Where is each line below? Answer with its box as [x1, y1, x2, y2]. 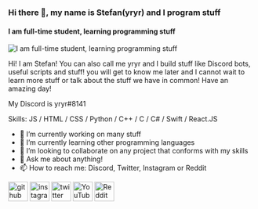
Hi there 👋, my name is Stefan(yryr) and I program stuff [8, 7, 221, 18]
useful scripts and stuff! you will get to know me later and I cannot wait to [8, 67, 245, 77]
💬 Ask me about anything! [19, 154, 104, 164]
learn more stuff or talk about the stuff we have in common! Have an [8, 76, 229, 85]
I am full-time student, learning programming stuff [8, 27, 176, 36]
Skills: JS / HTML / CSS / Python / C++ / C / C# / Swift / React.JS [8, 114, 218, 124]
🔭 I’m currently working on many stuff [19, 129, 141, 139]
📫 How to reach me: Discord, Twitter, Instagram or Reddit [19, 164, 207, 173]
